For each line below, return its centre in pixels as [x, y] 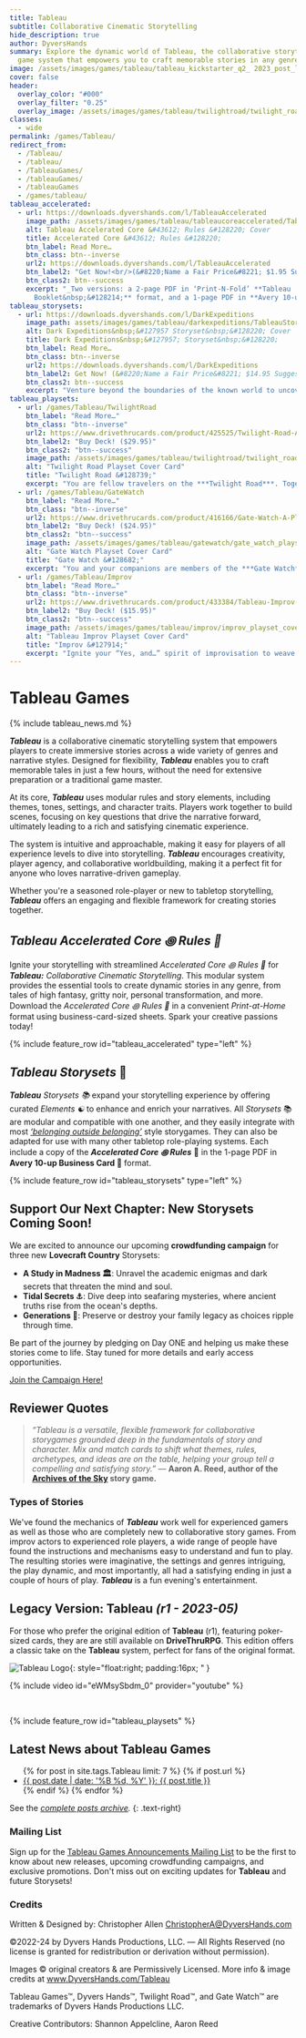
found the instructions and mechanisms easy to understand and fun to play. [151, 1551]
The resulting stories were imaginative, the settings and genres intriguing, [148, 1561]
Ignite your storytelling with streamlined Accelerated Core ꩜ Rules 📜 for [144, 965]
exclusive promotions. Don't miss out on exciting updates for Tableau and [148, 1871]
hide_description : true [55, 35]
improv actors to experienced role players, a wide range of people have [143, 1541]
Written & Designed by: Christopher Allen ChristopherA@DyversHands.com [151, 1924]
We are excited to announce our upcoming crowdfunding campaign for [144, 1245]
